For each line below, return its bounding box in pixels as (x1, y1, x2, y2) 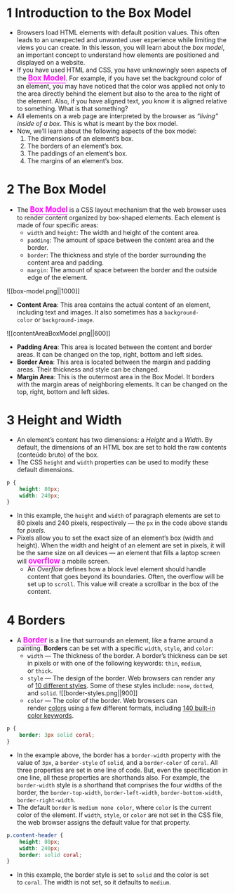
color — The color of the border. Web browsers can (27, 697, 178, 705)
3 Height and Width (6, 412, 122, 429)
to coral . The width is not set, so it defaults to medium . (16, 878, 171, 887)
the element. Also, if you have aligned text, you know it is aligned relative (16, 96, 227, 105)
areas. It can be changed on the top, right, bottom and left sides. (16, 350, 203, 358)
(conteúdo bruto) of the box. (16, 450, 99, 459)
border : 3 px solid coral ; (19, 732, 95, 739)
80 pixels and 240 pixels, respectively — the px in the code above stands (16, 519, 228, 527)
